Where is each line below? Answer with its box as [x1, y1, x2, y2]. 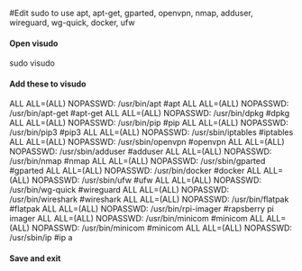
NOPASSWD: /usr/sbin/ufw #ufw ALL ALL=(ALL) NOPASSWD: [31, 175, 262, 185]
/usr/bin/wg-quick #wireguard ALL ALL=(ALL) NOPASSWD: [9, 185, 230, 195]
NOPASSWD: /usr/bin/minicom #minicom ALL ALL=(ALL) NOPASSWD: [31, 222, 293, 233]
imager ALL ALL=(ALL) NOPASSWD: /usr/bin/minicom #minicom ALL [9, 213, 264, 224]
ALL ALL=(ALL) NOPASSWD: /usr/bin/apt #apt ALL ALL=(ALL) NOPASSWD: [9, 98, 289, 109]
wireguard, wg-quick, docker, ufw [9, 17, 135, 28]
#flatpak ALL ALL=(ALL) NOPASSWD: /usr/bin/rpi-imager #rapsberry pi [9, 203, 275, 214]
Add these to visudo [9, 78, 87, 89]
